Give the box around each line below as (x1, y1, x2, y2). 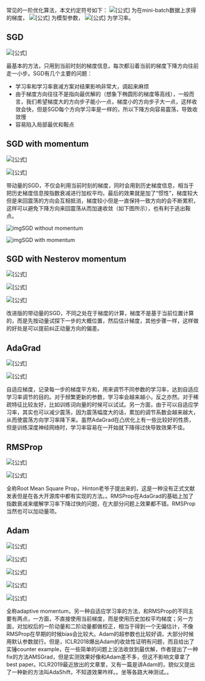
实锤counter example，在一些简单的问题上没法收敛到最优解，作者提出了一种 (6, 645, 198, 652)
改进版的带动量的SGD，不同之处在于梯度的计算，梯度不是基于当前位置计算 (6, 310, 194, 317)
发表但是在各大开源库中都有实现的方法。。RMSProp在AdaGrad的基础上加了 (6, 493, 194, 500)
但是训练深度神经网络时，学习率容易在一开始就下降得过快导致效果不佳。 (6, 424, 188, 431)
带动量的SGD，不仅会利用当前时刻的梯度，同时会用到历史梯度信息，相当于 (6, 182, 194, 189)
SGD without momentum (21, 224, 84, 232)
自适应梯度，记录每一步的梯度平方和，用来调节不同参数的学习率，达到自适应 (6, 386, 199, 393)
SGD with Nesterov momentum (6, 254, 127, 265)
